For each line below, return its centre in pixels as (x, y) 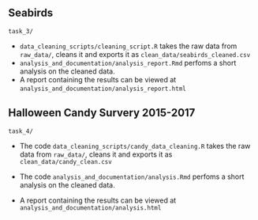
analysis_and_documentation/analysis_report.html (103, 89)
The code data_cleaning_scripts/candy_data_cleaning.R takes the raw (135, 146)
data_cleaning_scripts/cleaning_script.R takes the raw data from (128, 46)
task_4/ (21, 131)
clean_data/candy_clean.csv (65, 161)
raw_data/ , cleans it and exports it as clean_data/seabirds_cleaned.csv (135, 54)
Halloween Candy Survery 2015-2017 (102, 113)
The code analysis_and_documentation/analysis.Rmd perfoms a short (132, 176)
